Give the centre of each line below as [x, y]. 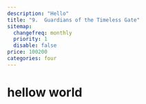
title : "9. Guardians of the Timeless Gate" [73, 20]
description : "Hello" [38, 13]
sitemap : [20, 26]
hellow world [45, 92]
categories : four [32, 59]
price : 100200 [28, 52]
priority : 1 [31, 39]
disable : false [35, 45]
